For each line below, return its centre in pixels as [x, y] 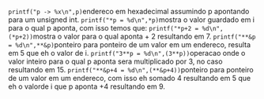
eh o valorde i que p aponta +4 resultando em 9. [87, 86]
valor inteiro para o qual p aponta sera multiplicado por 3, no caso [115, 61]
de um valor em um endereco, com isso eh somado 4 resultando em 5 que [130, 78]
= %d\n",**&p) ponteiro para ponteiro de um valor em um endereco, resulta [130, 45]
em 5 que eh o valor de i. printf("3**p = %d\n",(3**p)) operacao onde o [127, 53]
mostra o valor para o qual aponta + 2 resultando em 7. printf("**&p [144, 36]
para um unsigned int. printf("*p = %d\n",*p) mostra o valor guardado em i [132, 20]
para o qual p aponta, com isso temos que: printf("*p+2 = [104, 28]
